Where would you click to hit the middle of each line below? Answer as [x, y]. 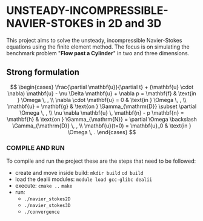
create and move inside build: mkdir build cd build [79, 173]
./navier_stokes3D [47, 206]
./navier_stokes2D [47, 199]
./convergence [42, 212]
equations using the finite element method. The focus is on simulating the [98, 47]
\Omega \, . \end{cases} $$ [102, 132]
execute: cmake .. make [44, 186]
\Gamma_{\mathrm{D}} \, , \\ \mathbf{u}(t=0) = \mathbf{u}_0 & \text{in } [102, 126]
